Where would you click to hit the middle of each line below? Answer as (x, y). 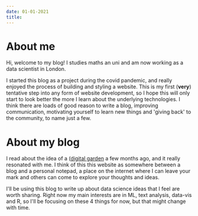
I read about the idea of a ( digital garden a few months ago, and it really (93, 159)
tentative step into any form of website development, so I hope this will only (98, 93)
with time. (18, 208)
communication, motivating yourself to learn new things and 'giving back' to (99, 112)
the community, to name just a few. (49, 118)
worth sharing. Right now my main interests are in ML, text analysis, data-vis (99, 195)
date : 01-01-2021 (27, 12)
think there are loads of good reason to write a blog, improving (82, 106)
